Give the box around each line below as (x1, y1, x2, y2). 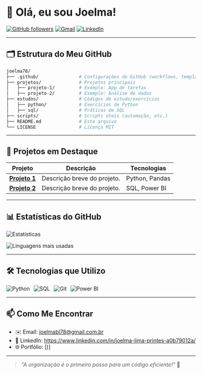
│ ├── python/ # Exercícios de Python (6, 102, 138, 108)
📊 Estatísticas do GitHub (6, 212, 102, 222)
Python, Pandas (126, 174, 171, 183)
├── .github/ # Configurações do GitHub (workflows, (6, 73, 179, 80)
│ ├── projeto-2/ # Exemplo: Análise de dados (6, 90, 152, 97)
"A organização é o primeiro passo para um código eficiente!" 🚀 (20, 361, 180, 368)
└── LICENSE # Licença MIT (6, 124, 114, 130)
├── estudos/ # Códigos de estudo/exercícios (6, 96, 161, 102)
